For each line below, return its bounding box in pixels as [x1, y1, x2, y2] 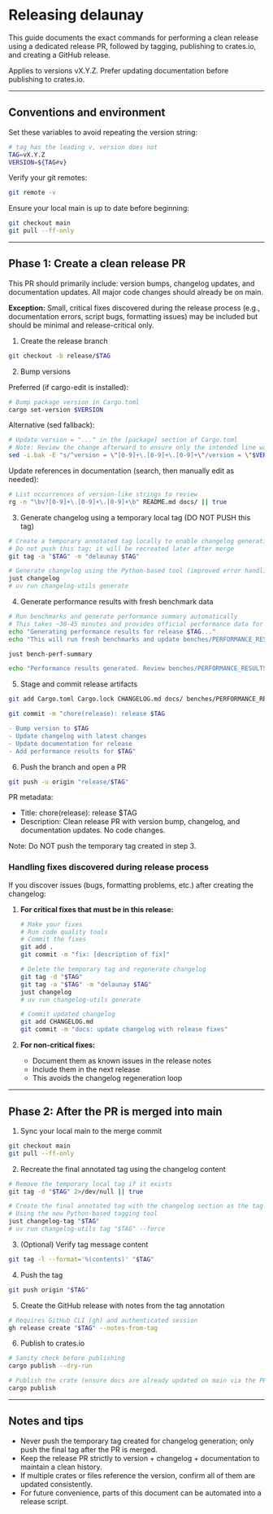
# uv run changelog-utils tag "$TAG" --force [8, 1225, 165, 1233]
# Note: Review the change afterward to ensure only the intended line [8, 444, 256, 452]
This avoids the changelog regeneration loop [32, 1073, 183, 1083]
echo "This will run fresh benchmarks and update [8, 635, 180, 643]
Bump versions [19, 366, 71, 376]
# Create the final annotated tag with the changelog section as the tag [8, 1202, 264, 1210]
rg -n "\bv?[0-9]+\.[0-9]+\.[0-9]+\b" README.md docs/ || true [8, 498, 227, 506]
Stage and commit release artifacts [19, 679, 138, 689]
